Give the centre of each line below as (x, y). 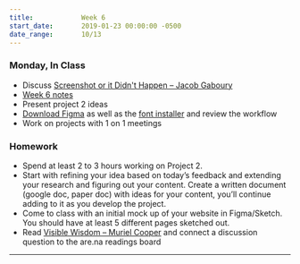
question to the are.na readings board (92, 242)
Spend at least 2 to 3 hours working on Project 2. (112, 166)
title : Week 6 (57, 17)
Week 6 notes (48, 94)
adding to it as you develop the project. (94, 203)
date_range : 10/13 (55, 34)
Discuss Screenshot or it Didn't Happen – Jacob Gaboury (127, 85)
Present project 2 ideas (65, 104)
